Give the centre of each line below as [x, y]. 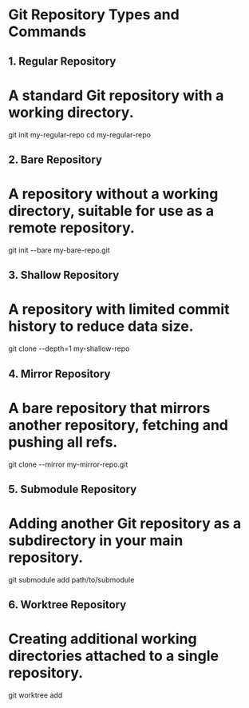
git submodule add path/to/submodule [71, 579]
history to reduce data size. [101, 326]
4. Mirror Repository [59, 374]
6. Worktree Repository [67, 605]
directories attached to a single [114, 656]
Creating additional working [103, 639]
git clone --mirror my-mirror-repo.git [68, 464]
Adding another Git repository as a [125, 524]
